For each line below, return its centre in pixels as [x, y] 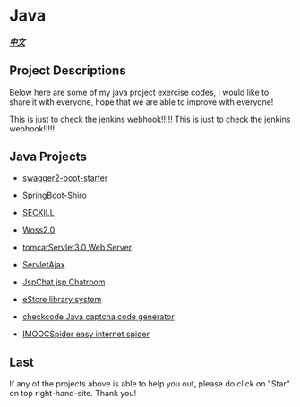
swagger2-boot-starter [65, 178]
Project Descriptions [68, 71]
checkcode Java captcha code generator [98, 317]
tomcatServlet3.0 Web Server [77, 248]
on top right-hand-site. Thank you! [73, 394]
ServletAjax [43, 265]
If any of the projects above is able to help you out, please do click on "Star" [150, 384]
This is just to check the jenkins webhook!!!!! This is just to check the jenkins [150, 119]
